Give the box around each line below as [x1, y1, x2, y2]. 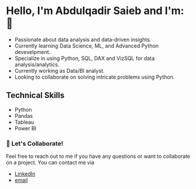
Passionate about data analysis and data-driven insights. [14, 36, 152, 43]
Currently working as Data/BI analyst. [14, 67, 105, 74]
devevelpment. [14, 48, 51, 55]
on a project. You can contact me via [6, 159, 95, 166]
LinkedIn [14, 170, 36, 177]
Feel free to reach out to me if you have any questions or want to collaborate [6, 153, 191, 160]
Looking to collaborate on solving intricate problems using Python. [14, 73, 175, 80]
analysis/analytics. [14, 60, 60, 68]
